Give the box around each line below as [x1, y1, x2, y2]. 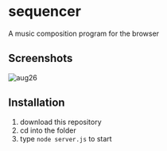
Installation [8, 96, 65, 110]
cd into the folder [19, 126, 77, 135]
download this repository [19, 117, 102, 126]
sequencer [8, 2, 82, 21]
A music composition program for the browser [8, 29, 160, 38]
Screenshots [8, 52, 73, 65]
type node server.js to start [19, 134, 113, 143]
